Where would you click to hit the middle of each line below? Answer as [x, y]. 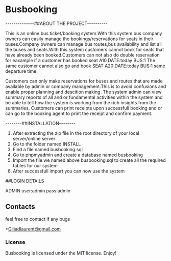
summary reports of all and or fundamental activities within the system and [84, 97]
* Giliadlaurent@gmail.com [33, 229]
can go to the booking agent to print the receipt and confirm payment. [79, 113]
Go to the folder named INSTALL [47, 144]
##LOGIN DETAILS [25, 181]
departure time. [22, 71]
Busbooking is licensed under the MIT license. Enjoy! [61, 253]
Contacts [20, 207]
